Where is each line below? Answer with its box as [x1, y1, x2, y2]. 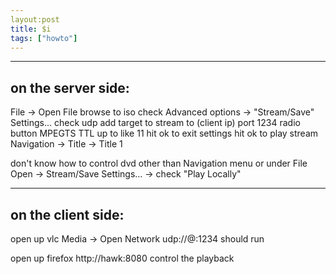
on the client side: [10, 206, 125, 223]
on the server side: [10, 79, 130, 96]
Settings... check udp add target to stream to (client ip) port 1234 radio [10, 117, 301, 129]
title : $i [10, 24, 52, 34]
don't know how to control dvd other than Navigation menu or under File [10, 157, 308, 170]
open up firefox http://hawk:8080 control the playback [10, 252, 235, 264]
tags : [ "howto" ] [10, 33, 78, 43]
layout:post [10, 14, 60, 25]
